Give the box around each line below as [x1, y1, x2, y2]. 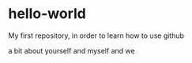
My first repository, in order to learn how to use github [8, 31, 184, 40]
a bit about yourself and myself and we [8, 46, 136, 55]
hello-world [8, 5, 87, 23]
